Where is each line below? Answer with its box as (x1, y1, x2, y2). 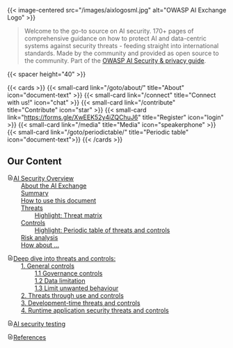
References (13, 333, 47, 341)
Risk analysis (20, 233, 58, 241)
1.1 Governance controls (34, 268, 103, 278)
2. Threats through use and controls (20, 291, 124, 299)
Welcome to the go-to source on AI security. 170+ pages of (24, 27, 194, 35)
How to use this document (20, 196, 97, 204)
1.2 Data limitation (34, 276, 86, 285)
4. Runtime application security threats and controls (20, 306, 169, 315)
